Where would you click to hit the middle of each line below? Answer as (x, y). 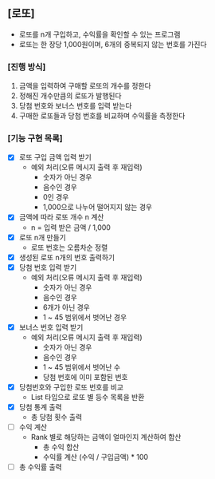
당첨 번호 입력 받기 (48, 267)
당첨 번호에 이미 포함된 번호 (85, 377)
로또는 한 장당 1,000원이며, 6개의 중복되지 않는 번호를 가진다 (113, 44)
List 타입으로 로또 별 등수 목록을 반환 (88, 397)
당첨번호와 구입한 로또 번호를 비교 (71, 387)
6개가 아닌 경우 (66, 307)
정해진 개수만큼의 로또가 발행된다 (70, 96)
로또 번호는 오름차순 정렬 (69, 247)
